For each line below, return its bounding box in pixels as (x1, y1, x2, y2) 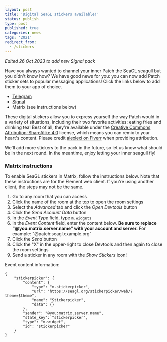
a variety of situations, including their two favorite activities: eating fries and (5, 119, 161, 125)
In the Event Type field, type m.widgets (12, 215, 92, 221)
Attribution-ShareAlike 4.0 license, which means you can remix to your (5, 129, 150, 135)
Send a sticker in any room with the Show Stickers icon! (12, 252, 127, 258)
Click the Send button (12, 236, 57, 242)
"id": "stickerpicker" (23, 324, 70, 329)
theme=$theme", (5, 293, 37, 298)
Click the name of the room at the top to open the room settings (12, 199, 144, 205)
